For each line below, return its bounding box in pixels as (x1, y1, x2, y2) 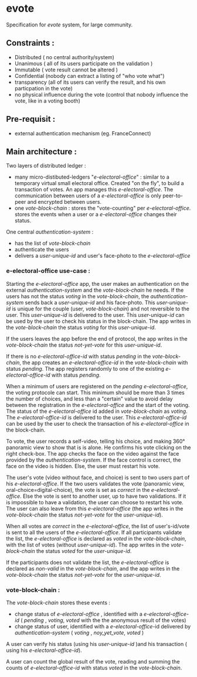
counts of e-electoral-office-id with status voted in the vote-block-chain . (6, 664, 182, 671)
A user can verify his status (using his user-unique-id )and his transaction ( (6, 640, 188, 647)
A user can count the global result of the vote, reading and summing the (6, 658, 180, 665)
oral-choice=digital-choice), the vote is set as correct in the (6, 486, 150, 493)
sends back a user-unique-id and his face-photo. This (25, 299, 155, 306)
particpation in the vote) (14, 84, 73, 92)
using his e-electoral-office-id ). (6, 647, 82, 654)
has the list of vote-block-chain (14, 240, 91, 247)
